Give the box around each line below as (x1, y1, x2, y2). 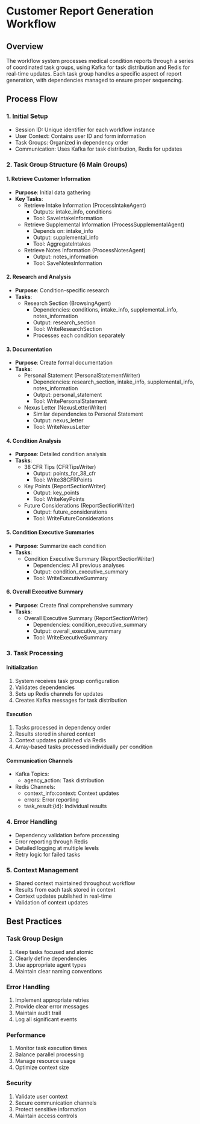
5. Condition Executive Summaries (6, 529, 95, 536)
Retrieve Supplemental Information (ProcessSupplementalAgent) (23, 221, 185, 228)
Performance (6, 1030, 46, 1039)
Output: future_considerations (33, 508, 107, 515)
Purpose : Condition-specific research (14, 287, 110, 294)
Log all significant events (14, 1015, 77, 1023)
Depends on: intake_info (33, 227, 93, 234)
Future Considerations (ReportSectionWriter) (23, 502, 135, 509)
